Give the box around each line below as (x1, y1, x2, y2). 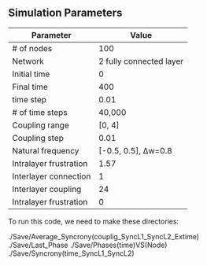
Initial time (12, 68, 50, 79)
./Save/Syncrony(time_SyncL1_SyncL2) (8, 248, 135, 258)
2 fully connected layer (98, 55, 184, 66)
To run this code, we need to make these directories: (8, 216, 179, 226)
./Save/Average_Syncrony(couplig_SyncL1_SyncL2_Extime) (8, 231, 199, 241)
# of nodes (12, 42, 53, 54)
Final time (12, 81, 49, 92)
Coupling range (12, 120, 69, 131)
